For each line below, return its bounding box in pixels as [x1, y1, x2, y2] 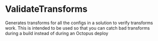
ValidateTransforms [5, 3, 88, 15]
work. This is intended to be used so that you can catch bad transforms [5, 25, 150, 31]
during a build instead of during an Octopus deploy [5, 30, 108, 36]
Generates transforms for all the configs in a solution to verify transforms [5, 20, 154, 26]
